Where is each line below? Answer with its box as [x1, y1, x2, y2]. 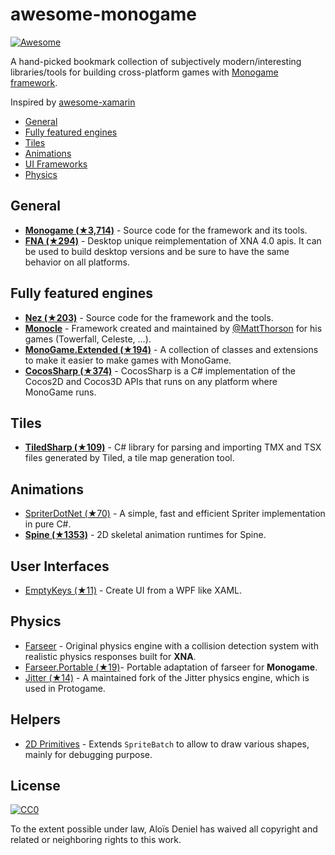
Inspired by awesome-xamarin [10, 96, 136, 108]
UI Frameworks [24, 158, 88, 170]
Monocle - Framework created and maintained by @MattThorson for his [24, 322, 323, 334]
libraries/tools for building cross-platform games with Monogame [10, 66, 279, 78]
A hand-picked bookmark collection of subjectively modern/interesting [10, 55, 302, 67]
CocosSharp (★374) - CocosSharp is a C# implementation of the [24, 364, 296, 377]
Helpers [10, 711, 61, 728]
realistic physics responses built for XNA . [24, 650, 197, 662]
